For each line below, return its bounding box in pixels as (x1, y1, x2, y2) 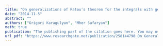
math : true (5, 25, 27, 30)
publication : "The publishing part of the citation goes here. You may (5, 29, 153, 34)
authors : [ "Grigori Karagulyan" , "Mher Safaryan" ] (5, 20, 110, 25)
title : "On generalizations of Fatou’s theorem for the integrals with (5, 7, 153, 12)
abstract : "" (5, 16, 32, 21)
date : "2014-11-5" (5, 11, 42, 16)
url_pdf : (5, 34, 23, 39)
